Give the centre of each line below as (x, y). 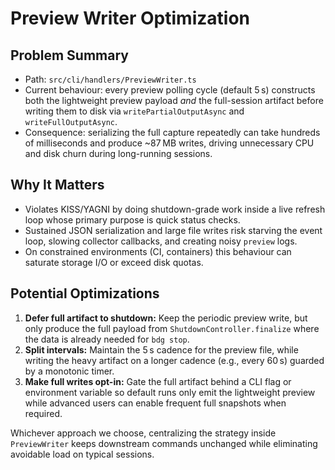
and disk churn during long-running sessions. (118, 153)
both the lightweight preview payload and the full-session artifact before (174, 100)
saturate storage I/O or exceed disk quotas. (114, 262)
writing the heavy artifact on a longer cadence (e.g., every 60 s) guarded (174, 360)
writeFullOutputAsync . (71, 121)
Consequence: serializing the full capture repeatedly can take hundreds (172, 132)
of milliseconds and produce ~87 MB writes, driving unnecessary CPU (169, 143)
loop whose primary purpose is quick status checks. (132, 219)
